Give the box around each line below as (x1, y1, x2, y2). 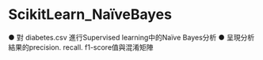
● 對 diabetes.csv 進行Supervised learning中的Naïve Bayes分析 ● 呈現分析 (8, 32, 255, 42)
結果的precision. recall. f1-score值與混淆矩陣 (8, 42, 154, 52)
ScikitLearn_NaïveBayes (8, 6, 173, 24)
